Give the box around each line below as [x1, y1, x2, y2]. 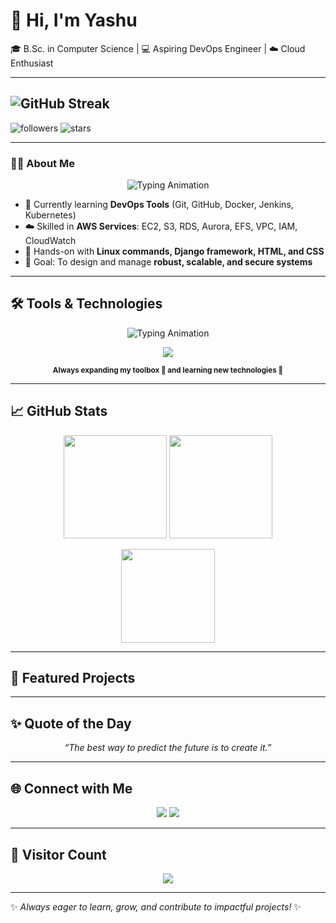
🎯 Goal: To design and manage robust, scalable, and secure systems [24, 256, 313, 268]
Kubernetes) [24, 209, 77, 221]
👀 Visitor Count [10, 846, 107, 863]
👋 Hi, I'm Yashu [10, 9, 138, 32]
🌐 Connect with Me [10, 780, 133, 797]
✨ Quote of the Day [10, 715, 132, 732]
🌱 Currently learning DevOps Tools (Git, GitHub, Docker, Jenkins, [24, 199, 294, 211]
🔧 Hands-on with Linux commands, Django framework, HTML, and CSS [24, 245, 325, 258]
